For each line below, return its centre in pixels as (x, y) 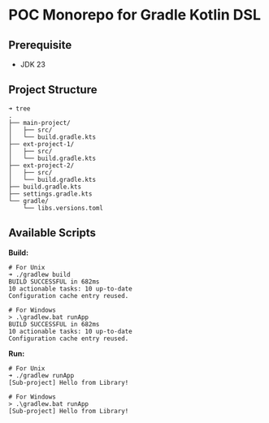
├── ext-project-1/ (41, 144)
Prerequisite (40, 45)
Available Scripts (52, 233)
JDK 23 (33, 64)
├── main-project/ (39, 123)
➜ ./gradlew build (39, 274)
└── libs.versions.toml (63, 208)
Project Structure (53, 90)
